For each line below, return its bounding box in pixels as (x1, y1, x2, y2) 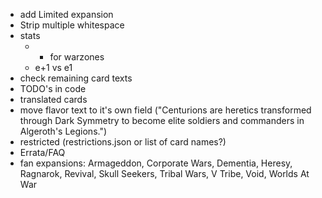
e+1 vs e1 (34, 62, 73, 73)
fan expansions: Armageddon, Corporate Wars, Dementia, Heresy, (19, 157, 293, 169)
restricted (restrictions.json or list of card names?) (19, 136, 227, 148)
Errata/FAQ (19, 147, 66, 158)
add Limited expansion (19, 9, 114, 20)
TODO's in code (19, 83, 87, 94)
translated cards (19, 94, 88, 105)
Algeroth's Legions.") (19, 125, 108, 137)
